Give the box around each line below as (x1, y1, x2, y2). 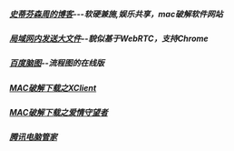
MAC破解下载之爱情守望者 (9, 107, 109, 118)
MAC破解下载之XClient (9, 82, 97, 93)
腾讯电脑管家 (9, 132, 57, 143)
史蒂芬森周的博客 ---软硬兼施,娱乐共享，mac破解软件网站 (9, 8, 224, 19)
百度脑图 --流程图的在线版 (9, 57, 105, 68)
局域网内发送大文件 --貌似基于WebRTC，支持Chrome (9, 33, 209, 44)
